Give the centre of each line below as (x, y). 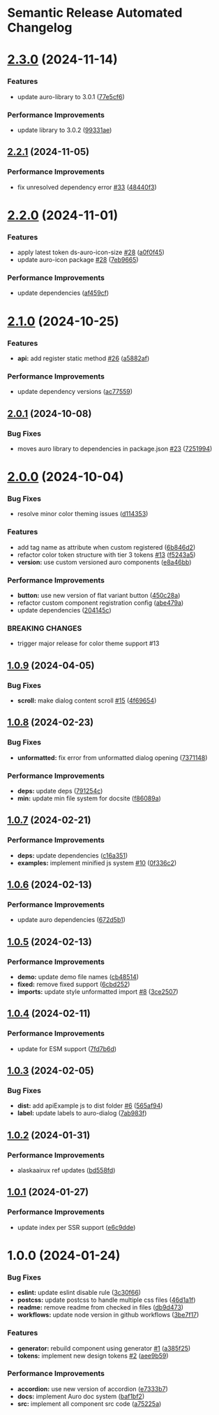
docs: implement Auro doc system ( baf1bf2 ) (81, 1396)
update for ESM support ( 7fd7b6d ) (67, 1048)
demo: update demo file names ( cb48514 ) (78, 977)
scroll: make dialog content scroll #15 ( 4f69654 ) (87, 701)
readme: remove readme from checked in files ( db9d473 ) (100, 1307)
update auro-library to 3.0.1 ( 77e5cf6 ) (71, 96)
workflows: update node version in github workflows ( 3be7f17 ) (108, 1315)
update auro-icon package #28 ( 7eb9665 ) (78, 260)
